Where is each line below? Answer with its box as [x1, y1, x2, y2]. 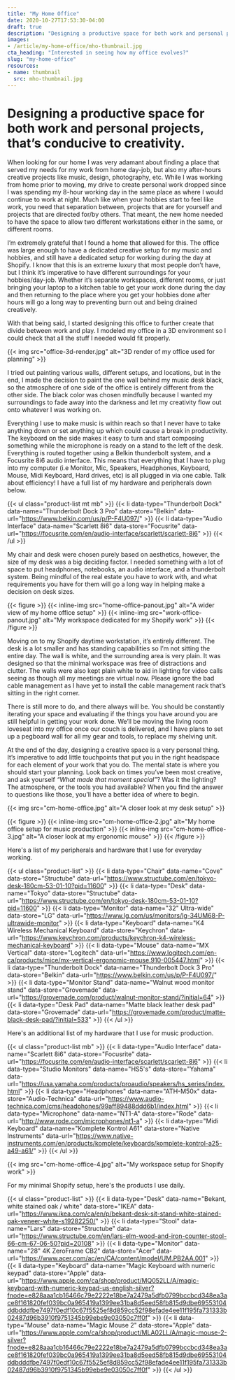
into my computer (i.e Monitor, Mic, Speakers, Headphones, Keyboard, [7, 464, 211, 472]
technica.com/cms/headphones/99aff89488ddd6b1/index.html [7, 1102, 189, 1111]
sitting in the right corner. [7, 689, 80, 697]
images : [7, 36, 30, 43]
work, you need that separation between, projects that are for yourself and [7, 203, 222, 211]
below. [7, 486, 27, 495]
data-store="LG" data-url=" [7, 911, 87, 920]
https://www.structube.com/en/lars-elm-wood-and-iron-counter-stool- [21, 1232, 227, 1240]
